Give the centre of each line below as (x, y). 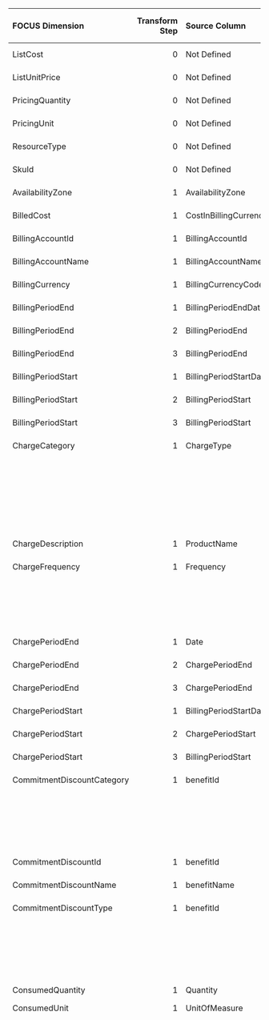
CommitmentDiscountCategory (71, 780)
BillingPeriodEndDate (225, 307)
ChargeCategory (44, 446)
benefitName (210, 885)
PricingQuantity (42, 100)
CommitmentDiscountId (57, 862)
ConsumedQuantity (49, 990)
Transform (157, 21)
